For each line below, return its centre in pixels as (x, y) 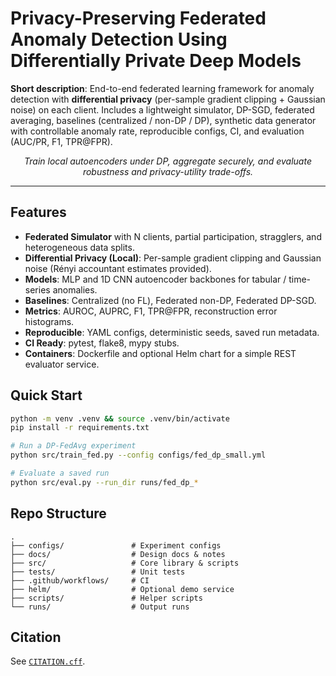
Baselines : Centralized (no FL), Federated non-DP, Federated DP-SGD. (170, 300)
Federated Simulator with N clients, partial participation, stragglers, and (173, 236)
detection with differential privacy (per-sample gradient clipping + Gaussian (168, 99)
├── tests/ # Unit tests (98, 572)
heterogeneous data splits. (79, 247)
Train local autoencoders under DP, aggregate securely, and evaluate (168, 161)
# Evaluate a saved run (60, 473)
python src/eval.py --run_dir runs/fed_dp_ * (104, 482)
